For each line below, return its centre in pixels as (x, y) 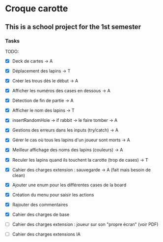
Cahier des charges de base (41, 214)
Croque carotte (37, 9)
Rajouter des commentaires (40, 205)
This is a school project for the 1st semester (73, 27)
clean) (19, 175)
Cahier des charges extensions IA (46, 234)
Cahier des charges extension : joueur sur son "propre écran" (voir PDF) (85, 224)
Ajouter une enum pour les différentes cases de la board (69, 185)
